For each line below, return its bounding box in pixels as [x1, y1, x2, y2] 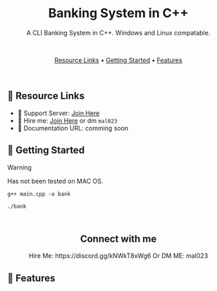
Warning [7, 163, 32, 172]
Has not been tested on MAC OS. [7, 177, 104, 185]
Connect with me [80, 232, 157, 244]
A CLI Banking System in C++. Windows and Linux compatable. [26, 28, 211, 37]
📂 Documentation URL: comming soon [17, 124, 129, 132]
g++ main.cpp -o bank [7, 190, 71, 198]
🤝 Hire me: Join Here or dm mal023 [17, 116, 118, 124]
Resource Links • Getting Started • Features [54, 56, 182, 64]
